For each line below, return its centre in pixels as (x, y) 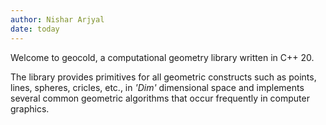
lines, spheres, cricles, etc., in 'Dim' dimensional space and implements (157, 87)
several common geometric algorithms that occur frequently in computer (160, 98)
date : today (35, 29)
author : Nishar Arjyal (57, 19)
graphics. (30, 108)
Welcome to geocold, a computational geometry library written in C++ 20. (162, 57)
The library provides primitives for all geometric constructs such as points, (163, 77)
